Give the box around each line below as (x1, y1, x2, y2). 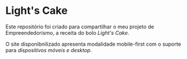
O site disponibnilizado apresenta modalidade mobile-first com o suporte (5, 40, 182, 47)
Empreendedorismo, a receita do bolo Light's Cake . (5, 29, 130, 36)
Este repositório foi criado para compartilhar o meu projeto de (5, 23, 154, 30)
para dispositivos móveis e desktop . (5, 46, 92, 53)
